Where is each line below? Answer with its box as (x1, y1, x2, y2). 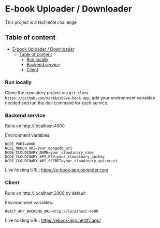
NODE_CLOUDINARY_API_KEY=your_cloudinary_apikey (5, 155, 105, 159)
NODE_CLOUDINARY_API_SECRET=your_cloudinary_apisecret (5, 158, 118, 164)
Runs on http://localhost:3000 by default (5, 190, 86, 196)
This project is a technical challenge (5, 19, 77, 25)
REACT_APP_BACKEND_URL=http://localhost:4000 (5, 209, 98, 214)
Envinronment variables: (5, 199, 53, 205)
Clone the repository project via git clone (5, 90, 88, 96)
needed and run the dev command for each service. (5, 100, 109, 106)
